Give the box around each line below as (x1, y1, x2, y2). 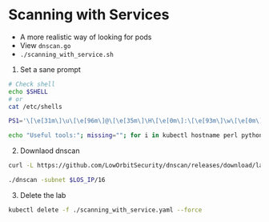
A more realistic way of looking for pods (19, 32, 152, 42)
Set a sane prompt (19, 64, 82, 74)
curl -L (8, 162, 34, 170)
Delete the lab (19, 190, 66, 200)
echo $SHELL (8, 87, 48, 95)
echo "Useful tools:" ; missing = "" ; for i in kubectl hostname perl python (8, 131, 263, 139)
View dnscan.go (19, 40, 71, 50)
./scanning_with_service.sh (19, 50, 114, 59)
